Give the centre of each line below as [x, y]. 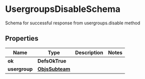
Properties [22, 39]
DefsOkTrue [52, 61]
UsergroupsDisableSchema [63, 9]
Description [89, 52]
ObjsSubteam [54, 69]
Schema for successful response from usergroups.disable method [73, 23]
